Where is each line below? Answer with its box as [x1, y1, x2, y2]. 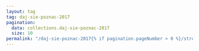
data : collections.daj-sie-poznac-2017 [11, 25, 110, 31]
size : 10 [11, 30, 33, 36]
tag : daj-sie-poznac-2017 [6, 14, 70, 20]
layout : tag [6, 8, 36, 15]
